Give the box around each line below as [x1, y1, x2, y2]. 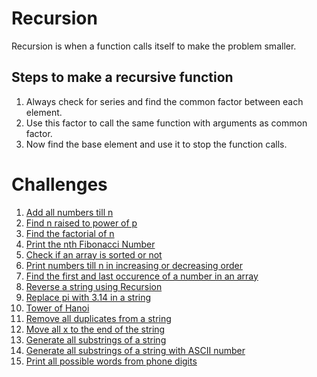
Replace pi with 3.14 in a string [25, 291, 152, 303]
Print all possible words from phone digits [25, 355, 198, 367]
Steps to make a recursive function [11, 69, 234, 86]
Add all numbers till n [25, 206, 114, 218]
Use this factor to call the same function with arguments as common [25, 117, 308, 129]
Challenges [11, 173, 108, 196]
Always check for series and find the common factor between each [25, 95, 304, 107]
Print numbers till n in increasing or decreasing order [25, 259, 243, 271]
